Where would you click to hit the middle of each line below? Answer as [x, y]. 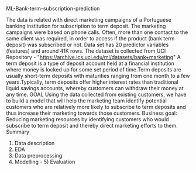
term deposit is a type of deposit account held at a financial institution [90, 63]
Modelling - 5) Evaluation [45, 162]
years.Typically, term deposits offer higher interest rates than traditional [92, 82]
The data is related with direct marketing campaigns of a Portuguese [89, 20]
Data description [35, 143]
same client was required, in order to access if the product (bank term [90, 38]
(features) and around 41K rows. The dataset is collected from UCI [86, 51]
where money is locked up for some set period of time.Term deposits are [94, 69]
